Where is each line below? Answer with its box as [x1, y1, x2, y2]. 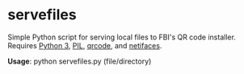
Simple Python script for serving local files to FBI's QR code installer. [7, 32, 236, 42]
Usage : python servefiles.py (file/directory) [7, 56, 152, 66]
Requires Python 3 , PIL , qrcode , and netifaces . [7, 40, 162, 50]
